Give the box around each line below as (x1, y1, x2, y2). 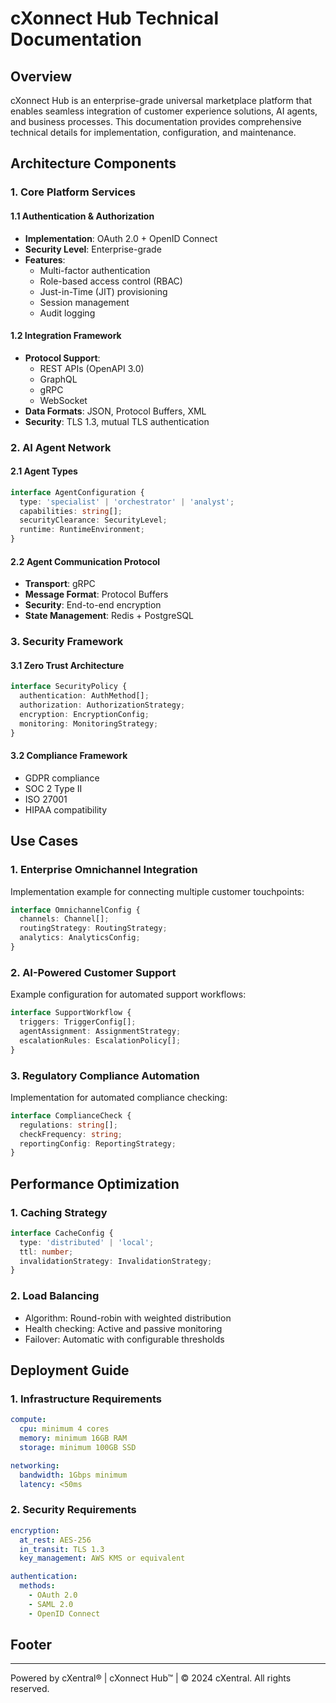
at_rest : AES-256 (19, 1535, 92, 1545)
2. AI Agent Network (10, 440, 112, 454)
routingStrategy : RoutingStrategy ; (19, 923, 168, 934)
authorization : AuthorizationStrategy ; (19, 700, 186, 711)
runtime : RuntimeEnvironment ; (19, 525, 145, 535)
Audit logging (39, 307, 96, 319)
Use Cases (10, 833, 79, 850)
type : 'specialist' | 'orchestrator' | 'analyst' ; (19, 497, 235, 507)
